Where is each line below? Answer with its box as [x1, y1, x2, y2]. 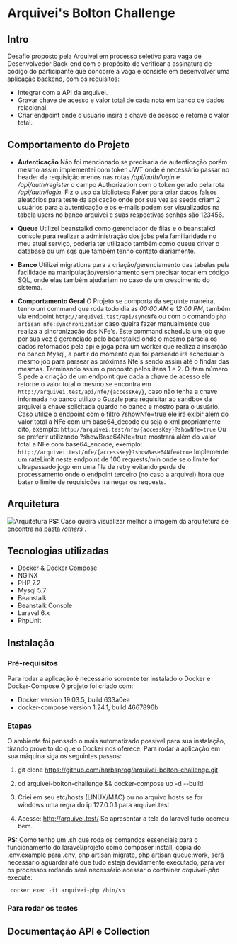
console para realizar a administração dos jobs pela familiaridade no [17, 232, 217, 240]
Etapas [7, 721, 32, 731]
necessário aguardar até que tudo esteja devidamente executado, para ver [7, 858, 225, 867]
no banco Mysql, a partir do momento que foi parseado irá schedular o [17, 349, 224, 358]
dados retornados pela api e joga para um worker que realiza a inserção [17, 342, 228, 350]
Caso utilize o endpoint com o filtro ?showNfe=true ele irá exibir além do [17, 410, 229, 418]
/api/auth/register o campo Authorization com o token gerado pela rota [17, 180, 225, 189]
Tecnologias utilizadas [7, 545, 109, 557]
